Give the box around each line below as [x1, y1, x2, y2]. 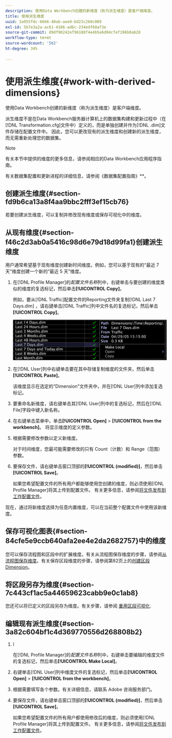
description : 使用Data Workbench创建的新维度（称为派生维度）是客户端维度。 [5, 8, 155, 13]
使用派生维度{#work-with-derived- [5, 76, 156, 87]
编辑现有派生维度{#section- [5, 619, 95, 628]
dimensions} [5, 87, 60, 98]
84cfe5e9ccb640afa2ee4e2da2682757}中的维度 [5, 537, 166, 545]
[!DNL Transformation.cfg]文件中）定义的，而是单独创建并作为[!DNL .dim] [5, 122, 161, 128]
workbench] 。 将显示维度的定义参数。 [12, 424, 95, 430]
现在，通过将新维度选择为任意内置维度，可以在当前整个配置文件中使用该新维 [5, 504, 167, 510]
